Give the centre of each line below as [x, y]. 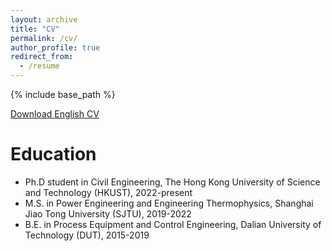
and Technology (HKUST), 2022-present [108, 192]
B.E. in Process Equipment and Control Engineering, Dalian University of [173, 224]
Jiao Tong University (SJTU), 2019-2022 [108, 213]
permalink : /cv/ [44, 38]
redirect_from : [42, 57]
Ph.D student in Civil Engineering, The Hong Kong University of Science [172, 182]
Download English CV [55, 114]
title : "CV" [35, 29]
